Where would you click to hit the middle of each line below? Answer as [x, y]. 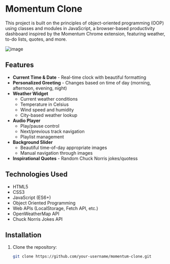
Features [20, 65]
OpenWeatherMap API [36, 214]
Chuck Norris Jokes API [38, 219]
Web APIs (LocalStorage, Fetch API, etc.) [55, 208]
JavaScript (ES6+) [32, 197]
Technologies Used [36, 174]
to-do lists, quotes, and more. [36, 39]
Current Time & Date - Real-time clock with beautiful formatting [79, 77]
